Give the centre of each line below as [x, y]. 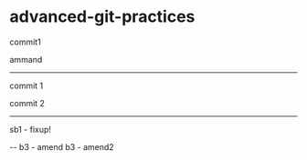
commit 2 [27, 103]
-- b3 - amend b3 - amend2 [62, 146]
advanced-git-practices [102, 17]
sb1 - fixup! [31, 129]
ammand [26, 59]
